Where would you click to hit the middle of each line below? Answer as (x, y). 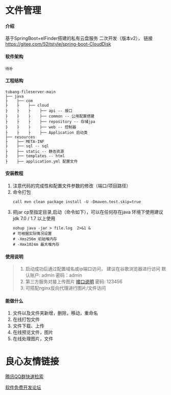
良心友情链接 (32, 361)
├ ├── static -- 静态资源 (35, 151)
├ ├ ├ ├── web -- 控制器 (41, 127)
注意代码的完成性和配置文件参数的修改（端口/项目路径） (72, 186)
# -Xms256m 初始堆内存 (35, 239)
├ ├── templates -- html (35, 156)
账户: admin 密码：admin (56, 275)
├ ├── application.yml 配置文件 (42, 161)
